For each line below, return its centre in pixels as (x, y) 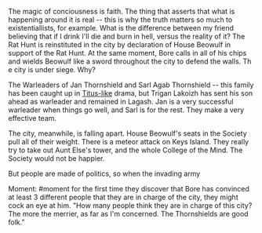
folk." (16, 222)
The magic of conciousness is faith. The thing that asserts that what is (122, 11)
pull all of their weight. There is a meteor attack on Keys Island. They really (129, 142)
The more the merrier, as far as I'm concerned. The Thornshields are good (128, 214)
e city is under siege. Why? (52, 69)
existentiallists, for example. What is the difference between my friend (121, 28)
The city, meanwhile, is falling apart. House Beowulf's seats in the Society (127, 133)
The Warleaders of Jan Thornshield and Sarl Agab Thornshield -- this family (131, 85)
